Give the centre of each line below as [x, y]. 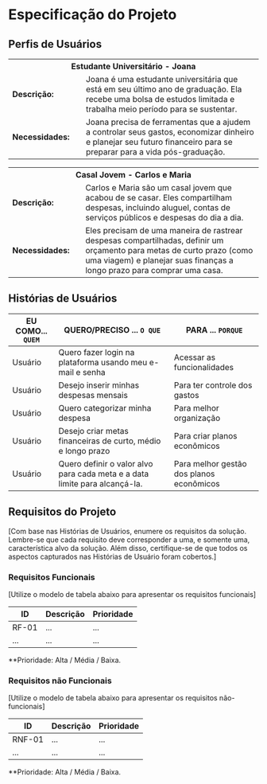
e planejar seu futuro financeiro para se [159, 142]
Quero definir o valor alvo [106, 463]
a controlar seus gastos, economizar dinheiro [170, 132]
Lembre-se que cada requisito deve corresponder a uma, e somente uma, [129, 540]
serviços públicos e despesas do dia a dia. [164, 218]
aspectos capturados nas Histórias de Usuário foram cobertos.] [112, 556]
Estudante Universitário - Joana [133, 66]
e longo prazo [84, 451]
